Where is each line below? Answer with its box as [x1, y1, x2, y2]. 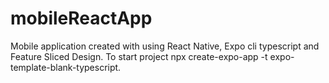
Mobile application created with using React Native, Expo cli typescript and [10, 40, 320, 52]
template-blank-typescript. [10, 61, 122, 73]
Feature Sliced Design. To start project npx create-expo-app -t [10, 50, 268, 62]
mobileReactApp [10, 7, 153, 30]
